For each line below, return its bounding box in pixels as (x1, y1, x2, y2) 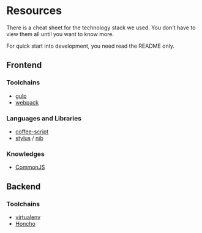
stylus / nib (15, 134, 44, 141)
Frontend (6, 60, 42, 70)
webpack (15, 98, 39, 106)
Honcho (15, 220, 36, 227)
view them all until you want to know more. (6, 30, 114, 37)
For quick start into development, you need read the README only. (6, 42, 174, 50)
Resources (6, 4, 62, 18)
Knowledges (6, 149, 45, 158)
